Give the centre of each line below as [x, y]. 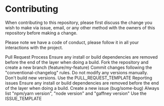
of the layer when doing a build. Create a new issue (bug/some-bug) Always [82, 88]
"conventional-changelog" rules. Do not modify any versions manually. [77, 72]
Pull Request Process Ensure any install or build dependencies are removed [82, 57]
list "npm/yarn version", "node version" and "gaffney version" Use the [76, 93]
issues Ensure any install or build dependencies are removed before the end [82, 83]
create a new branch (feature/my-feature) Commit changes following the [79, 67]
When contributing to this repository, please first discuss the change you [79, 22]
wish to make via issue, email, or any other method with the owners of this [80, 27]
